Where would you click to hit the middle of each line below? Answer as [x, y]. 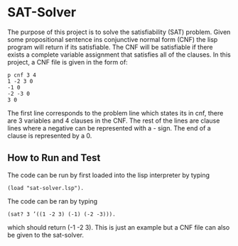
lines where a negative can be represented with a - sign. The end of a [109, 128]
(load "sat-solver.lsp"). [45, 188]
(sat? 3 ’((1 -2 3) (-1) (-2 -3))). [61, 214]
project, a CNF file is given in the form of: [67, 62]
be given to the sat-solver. [45, 235]
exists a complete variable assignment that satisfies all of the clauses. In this [119, 55]
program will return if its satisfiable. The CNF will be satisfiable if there [110, 47]
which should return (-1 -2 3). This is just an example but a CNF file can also [119, 227]
